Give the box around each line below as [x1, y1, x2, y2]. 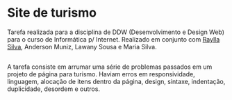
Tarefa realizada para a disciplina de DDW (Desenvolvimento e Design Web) [7, 28, 224, 36]
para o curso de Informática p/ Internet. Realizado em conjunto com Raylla [7, 35, 220, 43]
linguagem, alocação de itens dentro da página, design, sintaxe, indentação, [7, 78, 226, 86]
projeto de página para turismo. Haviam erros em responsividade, [7, 70, 196, 78]
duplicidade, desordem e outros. [7, 85, 101, 93]
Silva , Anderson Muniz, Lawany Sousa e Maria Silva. [7, 42, 158, 51]
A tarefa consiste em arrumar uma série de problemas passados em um [7, 62, 213, 71]
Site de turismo [7, 5, 97, 21]
